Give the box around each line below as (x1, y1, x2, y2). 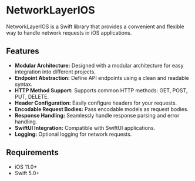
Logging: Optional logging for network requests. (14, 130, 132, 138)
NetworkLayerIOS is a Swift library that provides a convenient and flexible (6, 23, 184, 30)
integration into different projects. (14, 68, 96, 75)
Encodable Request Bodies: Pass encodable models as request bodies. (14, 105, 189, 112)
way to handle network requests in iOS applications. (6, 29, 132, 36)
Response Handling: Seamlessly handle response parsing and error (14, 112, 180, 119)
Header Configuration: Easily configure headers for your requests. (14, 99, 177, 106)
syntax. (14, 81, 33, 88)
